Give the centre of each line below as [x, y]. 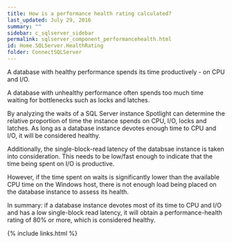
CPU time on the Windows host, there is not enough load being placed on [112, 184]
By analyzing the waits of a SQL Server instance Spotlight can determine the [116, 113]
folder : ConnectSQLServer [44, 53]
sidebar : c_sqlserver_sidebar [51, 33]
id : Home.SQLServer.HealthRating [55, 46]
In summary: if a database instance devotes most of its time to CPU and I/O [115, 205]
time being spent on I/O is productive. [61, 163]
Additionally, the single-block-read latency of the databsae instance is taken [116, 149]
